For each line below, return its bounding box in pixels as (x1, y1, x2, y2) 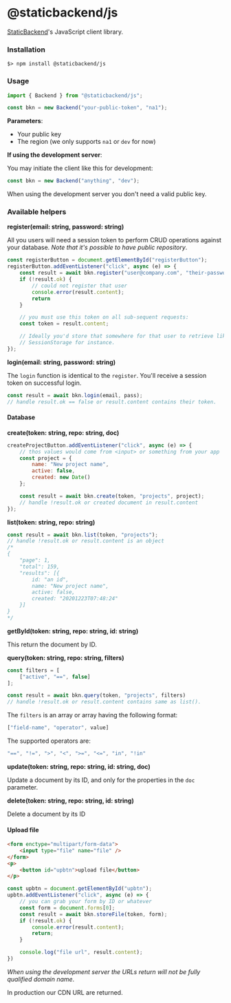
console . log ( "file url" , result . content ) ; (19, 949, 143, 956)
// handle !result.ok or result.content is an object (7, 538, 165, 545)
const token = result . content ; (19, 320, 109, 328)
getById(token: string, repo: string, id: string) (7, 626, 139, 635)
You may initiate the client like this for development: (7, 164, 153, 173)
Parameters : (7, 117, 43, 125)
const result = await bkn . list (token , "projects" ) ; (7, 531, 158, 538)
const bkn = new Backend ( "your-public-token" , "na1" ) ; (7, 105, 168, 112)
